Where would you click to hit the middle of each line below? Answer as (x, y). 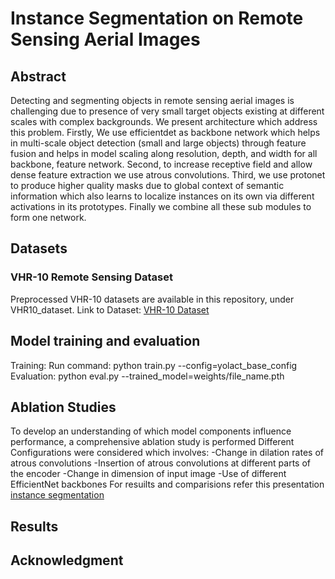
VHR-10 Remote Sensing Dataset (91, 277)
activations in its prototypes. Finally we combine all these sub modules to (161, 206)
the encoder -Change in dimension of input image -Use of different (148, 474)
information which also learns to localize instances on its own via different (162, 196)
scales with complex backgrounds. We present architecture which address (164, 121)
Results (34, 526)
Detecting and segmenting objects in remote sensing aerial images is (152, 100)
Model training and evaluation (105, 341)
